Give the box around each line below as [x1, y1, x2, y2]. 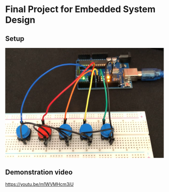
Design [5, 14, 36, 26]
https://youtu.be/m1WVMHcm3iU [5, 181, 74, 187]
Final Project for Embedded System [5, 4, 156, 15]
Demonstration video [5, 168, 73, 176]
